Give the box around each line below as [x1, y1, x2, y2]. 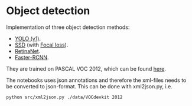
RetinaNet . [14, 47, 41, 54]
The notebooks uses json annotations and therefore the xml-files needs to [6, 77, 187, 84]
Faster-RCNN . [14, 54, 49, 61]
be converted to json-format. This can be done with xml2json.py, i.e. [6, 82, 173, 90]
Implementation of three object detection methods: [6, 24, 130, 31]
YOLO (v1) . [14, 35, 41, 42]
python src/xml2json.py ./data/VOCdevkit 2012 [6, 94, 123, 100]
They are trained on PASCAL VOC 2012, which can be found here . [6, 65, 167, 72]
